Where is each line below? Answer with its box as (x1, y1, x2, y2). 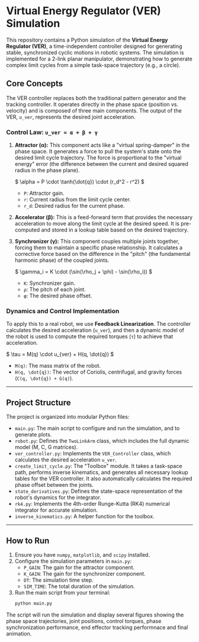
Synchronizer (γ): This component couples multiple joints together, (14, 238, 179, 245)
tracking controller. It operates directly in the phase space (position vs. (6, 101, 179, 108)
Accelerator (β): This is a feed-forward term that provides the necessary (14, 214, 193, 221)
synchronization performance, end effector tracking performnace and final (6, 624, 188, 631)
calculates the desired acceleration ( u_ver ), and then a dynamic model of (6, 327, 185, 334)
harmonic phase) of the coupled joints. (14, 256, 110, 264)
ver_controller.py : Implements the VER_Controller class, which (14, 450, 171, 457)
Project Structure (6, 397, 71, 407)
